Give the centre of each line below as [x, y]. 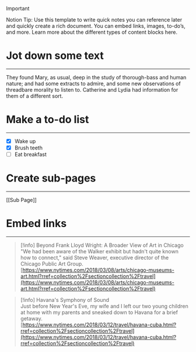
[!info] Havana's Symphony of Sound [65, 299]
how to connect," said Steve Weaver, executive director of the [94, 257]
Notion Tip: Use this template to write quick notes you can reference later [94, 20]
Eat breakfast [30, 154]
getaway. [31, 318]
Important [18, 8]
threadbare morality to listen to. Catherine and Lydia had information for [92, 89]
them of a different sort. [34, 96]
